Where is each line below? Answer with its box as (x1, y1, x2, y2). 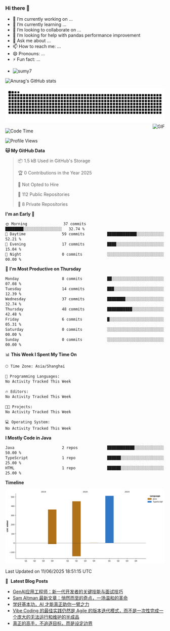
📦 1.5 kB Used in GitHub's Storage (17, 158, 91, 164)
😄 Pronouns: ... (12, 51, 46, 57)
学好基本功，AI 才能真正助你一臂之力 (12, 601, 90, 607)
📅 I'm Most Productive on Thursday (5, 266, 81, 272)
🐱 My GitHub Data (5, 148, 46, 154)
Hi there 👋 (5, 5, 30, 12)
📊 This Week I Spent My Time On (5, 352, 77, 358)
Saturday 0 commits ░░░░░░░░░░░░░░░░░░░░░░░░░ (5, 327, 164, 332)
